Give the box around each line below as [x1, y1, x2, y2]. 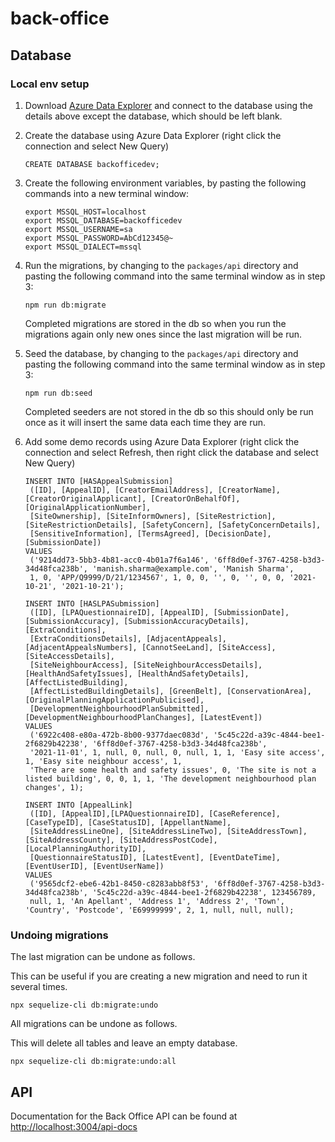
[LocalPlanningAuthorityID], [24, 843, 147, 854]
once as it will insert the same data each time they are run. [24, 416, 267, 428]
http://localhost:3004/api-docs [10, 1120, 138, 1132]
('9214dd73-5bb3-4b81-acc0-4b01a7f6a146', [29, 555, 210, 565]
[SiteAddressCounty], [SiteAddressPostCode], [24, 835, 218, 845]
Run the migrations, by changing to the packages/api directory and [24, 259, 299, 271]
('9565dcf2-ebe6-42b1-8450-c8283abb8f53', [29, 878, 210, 889]
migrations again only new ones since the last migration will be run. [24, 328, 303, 340]
